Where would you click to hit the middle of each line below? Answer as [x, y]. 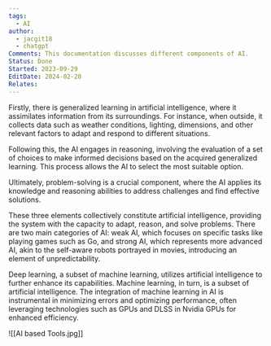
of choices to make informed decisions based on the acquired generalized [133, 158]
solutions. [25, 199]
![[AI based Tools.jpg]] [46, 333]
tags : [17, 16]
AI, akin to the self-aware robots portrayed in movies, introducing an [123, 250]
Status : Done [31, 62]
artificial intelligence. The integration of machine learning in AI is [116, 291]
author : [22, 31]
